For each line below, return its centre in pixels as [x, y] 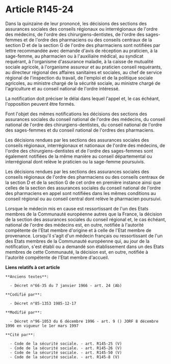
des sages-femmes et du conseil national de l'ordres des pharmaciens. [80, 130]
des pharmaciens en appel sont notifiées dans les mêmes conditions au [81, 193]
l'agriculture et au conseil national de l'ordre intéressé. [63, 88]
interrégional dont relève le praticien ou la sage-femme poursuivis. [75, 161]
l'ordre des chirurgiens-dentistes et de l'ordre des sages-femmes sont [79, 151]
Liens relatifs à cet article [33, 267]
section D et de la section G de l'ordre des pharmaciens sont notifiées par [83, 45]
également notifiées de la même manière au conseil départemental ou [79, 156]
